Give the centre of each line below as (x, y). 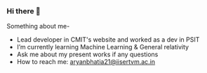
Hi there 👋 (24, 11)
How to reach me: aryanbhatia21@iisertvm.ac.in (86, 62)
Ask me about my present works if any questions (87, 54)
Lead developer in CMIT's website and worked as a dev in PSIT (108, 40)
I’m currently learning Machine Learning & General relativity (103, 47)
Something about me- (38, 26)
